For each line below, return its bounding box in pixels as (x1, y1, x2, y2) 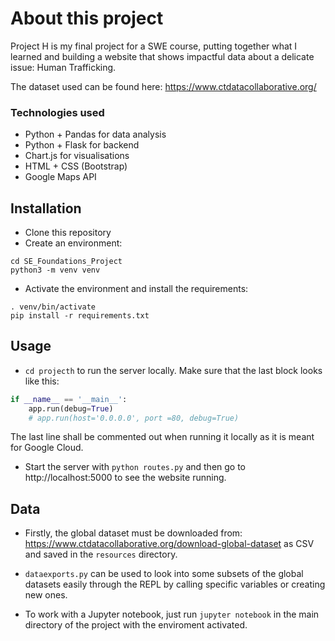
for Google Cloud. (10, 442, 84, 454)
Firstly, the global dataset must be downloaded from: (24, 527, 243, 539)
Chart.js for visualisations (24, 150, 130, 162)
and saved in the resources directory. (24, 548, 178, 561)
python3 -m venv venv (10, 265, 101, 276)
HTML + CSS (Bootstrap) (24, 160, 128, 172)
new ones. (24, 589, 68, 601)
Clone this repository (24, 227, 112, 239)
